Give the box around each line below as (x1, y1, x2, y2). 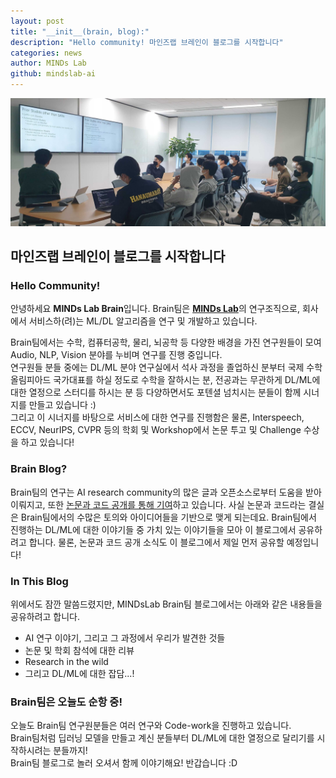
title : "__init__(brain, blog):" (10, 26, 150, 37)
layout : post (10, 16, 65, 26)
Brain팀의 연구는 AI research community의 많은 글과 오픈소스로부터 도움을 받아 (10, 486, 322, 498)
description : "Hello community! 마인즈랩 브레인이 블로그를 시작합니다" (10, 37, 284, 47)
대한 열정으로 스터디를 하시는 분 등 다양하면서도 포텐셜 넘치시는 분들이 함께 (10, 386, 302, 399)
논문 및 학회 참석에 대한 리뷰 (24, 645, 135, 657)
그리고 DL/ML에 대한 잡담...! (24, 668, 135, 680)
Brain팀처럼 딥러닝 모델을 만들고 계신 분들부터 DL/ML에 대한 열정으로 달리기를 (10, 732, 315, 744)
